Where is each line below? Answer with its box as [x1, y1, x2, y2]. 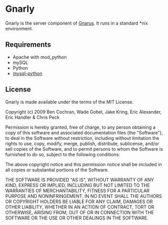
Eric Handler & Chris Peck [5, 114, 60, 120]
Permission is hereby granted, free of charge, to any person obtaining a [5, 124, 156, 130]
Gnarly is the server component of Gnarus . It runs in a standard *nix [5, 20, 148, 26]
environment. [5, 25, 33, 31]
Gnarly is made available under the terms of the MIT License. [5, 98, 134, 105]
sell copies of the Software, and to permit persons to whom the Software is [5, 146, 163, 152]
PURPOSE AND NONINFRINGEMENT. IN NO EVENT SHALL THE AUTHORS [5, 193, 162, 199]
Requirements [5, 40, 51, 49]
